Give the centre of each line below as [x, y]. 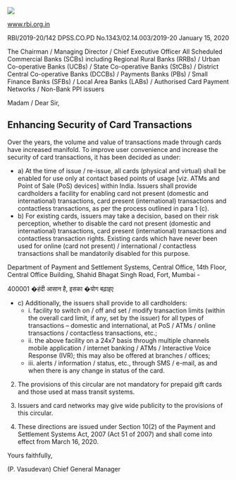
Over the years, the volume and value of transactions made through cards [114, 142]
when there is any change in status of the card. [97, 370]
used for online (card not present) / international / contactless [107, 246]
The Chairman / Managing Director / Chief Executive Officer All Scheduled [115, 52]
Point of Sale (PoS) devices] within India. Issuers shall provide [107, 186]
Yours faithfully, [30, 455]
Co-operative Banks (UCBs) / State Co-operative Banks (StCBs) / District [113, 66]
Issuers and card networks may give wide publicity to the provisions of [120, 405]
